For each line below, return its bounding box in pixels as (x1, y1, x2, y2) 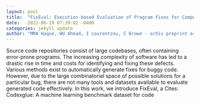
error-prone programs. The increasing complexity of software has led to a (6, 53, 187, 61)
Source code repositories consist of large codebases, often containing (6, 47, 179, 54)
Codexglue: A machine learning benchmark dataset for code (6, 92, 155, 99)
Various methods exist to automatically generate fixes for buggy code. (6, 66, 179, 73)
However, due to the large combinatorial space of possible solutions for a (6, 73, 186, 80)
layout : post (6, 8, 39, 15)
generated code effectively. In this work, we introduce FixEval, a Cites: (6, 85, 179, 92)
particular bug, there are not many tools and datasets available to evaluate (6, 78, 188, 86)
